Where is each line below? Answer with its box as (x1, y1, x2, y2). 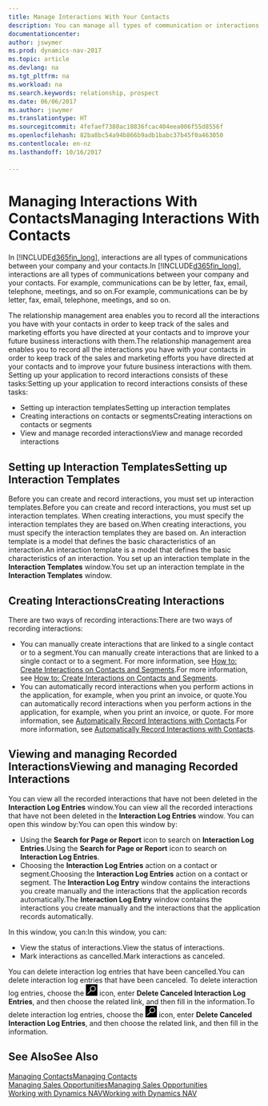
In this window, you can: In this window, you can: (8, 926, 167, 937)
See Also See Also (8, 1050, 98, 1064)
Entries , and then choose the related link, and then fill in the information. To (8, 996, 255, 1006)
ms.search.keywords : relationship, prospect (8, 89, 159, 97)
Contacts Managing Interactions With (8, 209, 260, 228)
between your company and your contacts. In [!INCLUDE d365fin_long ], (8, 261, 242, 271)
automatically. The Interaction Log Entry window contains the (19, 894, 222, 904)
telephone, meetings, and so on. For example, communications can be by (8, 287, 248, 297)
